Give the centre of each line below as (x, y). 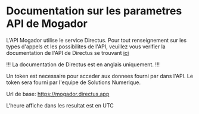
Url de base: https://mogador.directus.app (58, 94)
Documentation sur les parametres (94, 11)
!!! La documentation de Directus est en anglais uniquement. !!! (83, 64)
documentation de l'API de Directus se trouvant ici (68, 53)
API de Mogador (47, 24)
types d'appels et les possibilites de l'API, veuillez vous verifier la (86, 47)
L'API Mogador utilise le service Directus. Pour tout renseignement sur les (96, 40)
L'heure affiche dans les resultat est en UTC (60, 105)
